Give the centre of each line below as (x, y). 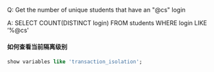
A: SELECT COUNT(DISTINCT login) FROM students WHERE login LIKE (107, 23)
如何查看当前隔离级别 (37, 46)
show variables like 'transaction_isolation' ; (75, 62)
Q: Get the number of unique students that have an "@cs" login (96, 10)
